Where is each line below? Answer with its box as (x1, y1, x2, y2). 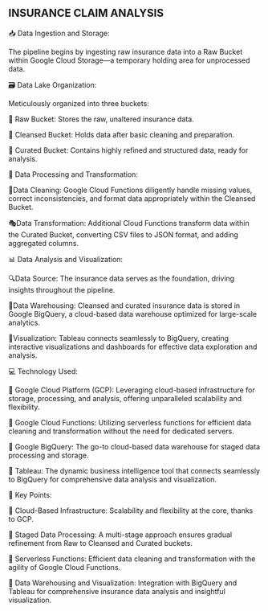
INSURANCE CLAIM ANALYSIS (8, 6, 164, 20)
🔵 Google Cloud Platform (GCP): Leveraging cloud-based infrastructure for (8, 385, 255, 395)
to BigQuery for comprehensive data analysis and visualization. (8, 474, 217, 484)
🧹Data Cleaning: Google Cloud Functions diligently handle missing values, (8, 185, 253, 195)
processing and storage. (8, 450, 89, 460)
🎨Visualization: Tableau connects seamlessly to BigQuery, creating (8, 333, 229, 342)
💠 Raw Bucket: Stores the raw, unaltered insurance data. (8, 114, 194, 124)
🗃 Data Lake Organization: (8, 80, 97, 89)
